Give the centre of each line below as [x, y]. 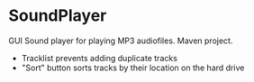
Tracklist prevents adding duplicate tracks [99, 58]
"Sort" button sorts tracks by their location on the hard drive [133, 68]
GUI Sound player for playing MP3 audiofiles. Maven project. [121, 41]
